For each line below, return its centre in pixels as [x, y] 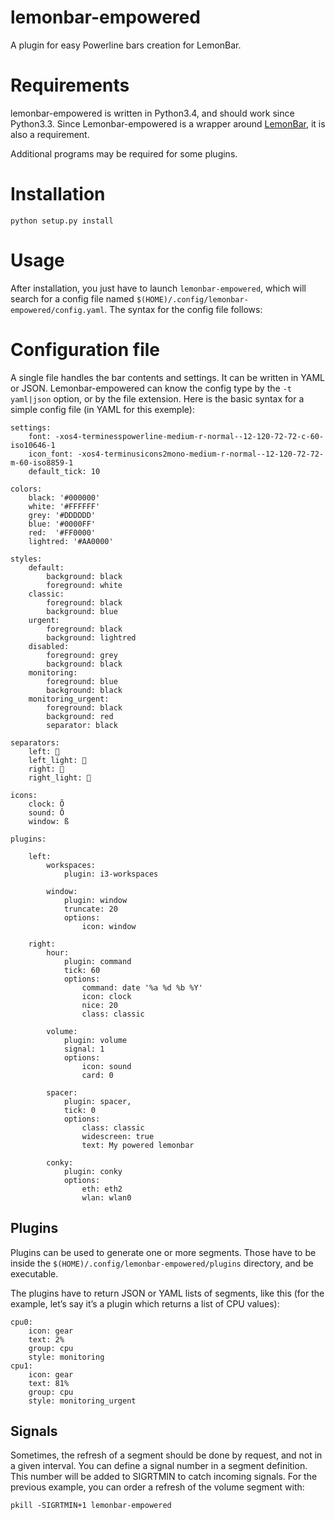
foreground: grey [82, 655]
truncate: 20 [90, 909]
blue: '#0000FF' [62, 524]
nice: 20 [99, 1005]
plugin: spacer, [97, 1101]
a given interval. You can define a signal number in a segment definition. [159, 1466]
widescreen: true [118, 1136]
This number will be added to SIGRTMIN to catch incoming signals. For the [164, 1477]
